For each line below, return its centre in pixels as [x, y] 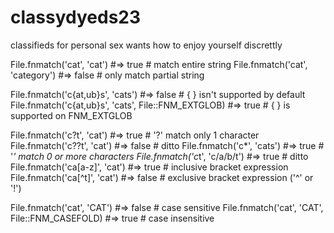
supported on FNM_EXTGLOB [71, 115]
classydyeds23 [76, 17]
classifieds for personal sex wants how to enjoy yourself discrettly [146, 45]
